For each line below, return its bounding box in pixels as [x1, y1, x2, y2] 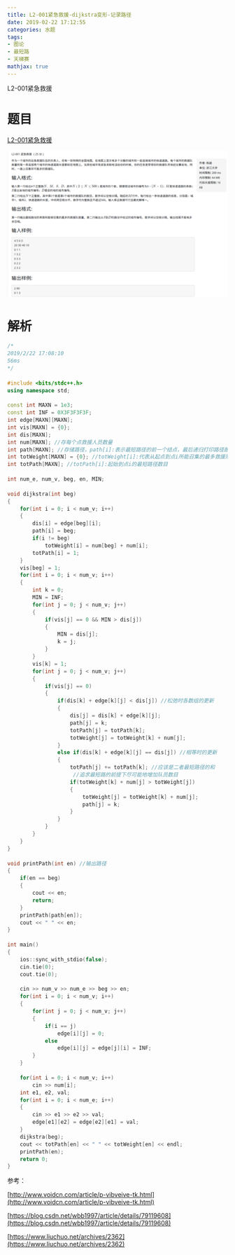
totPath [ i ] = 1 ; [32, 549, 80, 556]
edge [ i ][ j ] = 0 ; [57, 1030, 105, 1037]
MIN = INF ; [32, 594, 64, 601]
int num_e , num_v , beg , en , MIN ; [7, 476, 105, 483]
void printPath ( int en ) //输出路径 [7, 860, 107, 867]
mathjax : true [7, 63, 49, 70]
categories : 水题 [7, 26, 56, 33]
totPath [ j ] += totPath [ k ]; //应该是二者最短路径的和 [69, 764, 215, 771]
